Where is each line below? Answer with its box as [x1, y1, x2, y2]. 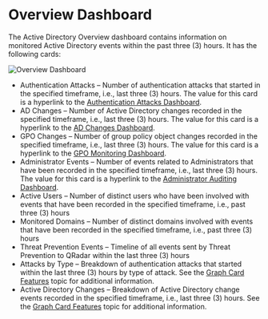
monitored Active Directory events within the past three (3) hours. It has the [8, 40, 258, 50]
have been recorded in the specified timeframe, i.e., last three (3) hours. [19, 165, 258, 175]
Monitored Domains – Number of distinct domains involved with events [19, 216, 254, 226]
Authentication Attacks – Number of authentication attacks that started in [19, 80, 261, 90]
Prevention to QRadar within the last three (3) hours [19, 250, 190, 260]
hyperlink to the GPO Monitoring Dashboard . [19, 148, 166, 158]
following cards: [8, 49, 62, 59]
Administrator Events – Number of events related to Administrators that [19, 156, 254, 166]
